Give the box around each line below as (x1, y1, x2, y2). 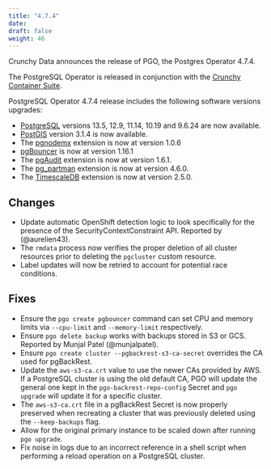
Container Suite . (8, 81, 62, 91)
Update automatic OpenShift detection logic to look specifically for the (19, 218, 255, 227)
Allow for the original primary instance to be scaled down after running (19, 425, 256, 435)
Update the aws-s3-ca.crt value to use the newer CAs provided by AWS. (19, 365, 262, 374)
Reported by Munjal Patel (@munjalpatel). (19, 339, 159, 349)
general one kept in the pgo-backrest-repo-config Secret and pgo (19, 382, 238, 392)
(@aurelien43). (19, 234, 70, 244)
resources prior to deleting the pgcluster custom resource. (19, 251, 217, 261)
